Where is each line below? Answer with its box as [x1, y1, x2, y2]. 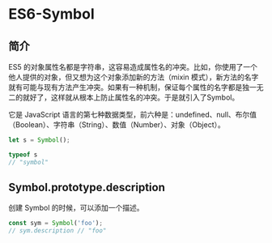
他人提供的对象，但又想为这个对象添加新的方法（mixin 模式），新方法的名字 [8, 72, 259, 82]
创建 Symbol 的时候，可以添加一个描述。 [8, 203, 144, 213]
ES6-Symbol [8, 5, 95, 23]
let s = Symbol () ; [8, 136, 70, 144]
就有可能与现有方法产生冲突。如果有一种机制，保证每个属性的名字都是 [8, 83, 243, 92]
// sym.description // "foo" [8, 227, 107, 235]
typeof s [8, 151, 38, 159]
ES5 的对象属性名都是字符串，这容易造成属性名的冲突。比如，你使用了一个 [8, 62, 257, 71]
